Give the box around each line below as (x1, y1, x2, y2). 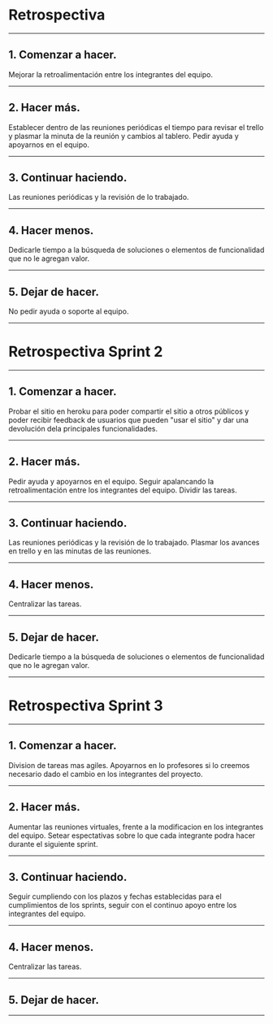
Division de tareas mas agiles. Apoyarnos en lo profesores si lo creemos (8, 760, 250, 770)
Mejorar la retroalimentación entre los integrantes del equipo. (8, 69, 214, 79)
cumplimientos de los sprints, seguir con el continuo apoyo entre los (8, 900, 237, 910)
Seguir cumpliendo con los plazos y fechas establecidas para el (8, 892, 222, 901)
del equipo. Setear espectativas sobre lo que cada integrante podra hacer (8, 831, 256, 840)
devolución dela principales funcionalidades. (8, 423, 158, 433)
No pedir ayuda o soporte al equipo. (8, 306, 129, 316)
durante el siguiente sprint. (8, 839, 98, 848)
